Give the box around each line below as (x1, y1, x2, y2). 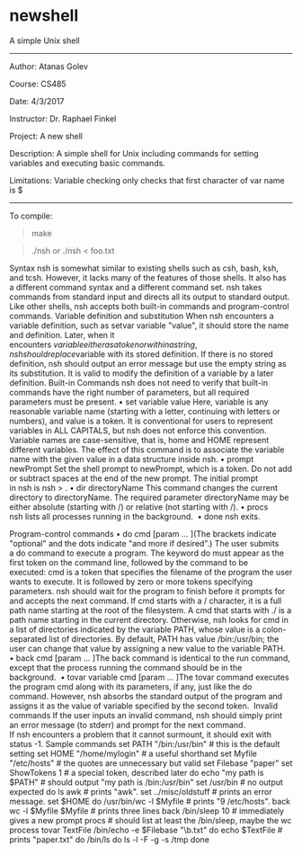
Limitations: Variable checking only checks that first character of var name (9, 174, 285, 185)
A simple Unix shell (9, 35, 80, 46)
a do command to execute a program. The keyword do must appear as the (9, 547, 285, 558)
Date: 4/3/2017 (9, 95, 65, 106)
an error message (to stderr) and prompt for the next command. (9, 719, 245, 730)
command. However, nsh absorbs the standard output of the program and (9, 690, 283, 701)
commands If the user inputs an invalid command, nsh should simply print (9, 709, 283, 720)
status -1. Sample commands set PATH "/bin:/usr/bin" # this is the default (9, 738, 280, 749)
